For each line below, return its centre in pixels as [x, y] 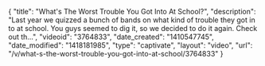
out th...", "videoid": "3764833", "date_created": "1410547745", [111, 37]
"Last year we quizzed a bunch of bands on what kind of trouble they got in [132, 20]
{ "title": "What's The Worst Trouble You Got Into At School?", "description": [132, 12]
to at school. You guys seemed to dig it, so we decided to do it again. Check [133, 28]
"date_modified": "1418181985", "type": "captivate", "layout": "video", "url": [131, 45]
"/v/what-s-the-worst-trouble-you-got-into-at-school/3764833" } [116, 54]
